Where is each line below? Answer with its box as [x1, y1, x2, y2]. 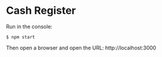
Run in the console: [6, 23, 53, 30]
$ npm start [6, 34, 35, 40]
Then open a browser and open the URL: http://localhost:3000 [6, 44, 157, 51]
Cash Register [6, 4, 76, 17]
